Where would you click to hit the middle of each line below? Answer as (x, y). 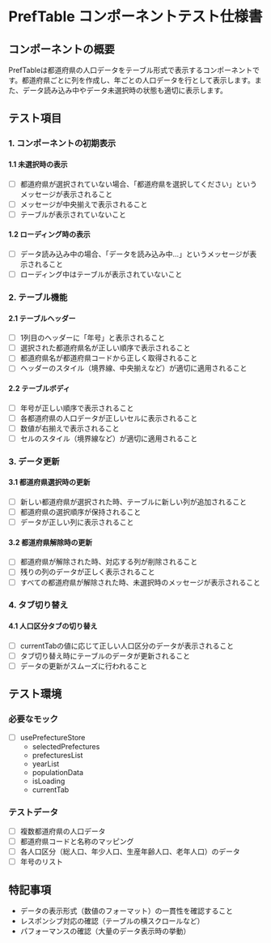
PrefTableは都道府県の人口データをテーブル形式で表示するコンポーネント (131, 70)
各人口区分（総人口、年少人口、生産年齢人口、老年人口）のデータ (130, 851)
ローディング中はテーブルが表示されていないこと (101, 274)
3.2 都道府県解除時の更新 (51, 542)
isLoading (49, 781)
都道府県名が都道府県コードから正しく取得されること (109, 358)
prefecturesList (57, 755)
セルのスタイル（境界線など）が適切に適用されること (109, 438)
